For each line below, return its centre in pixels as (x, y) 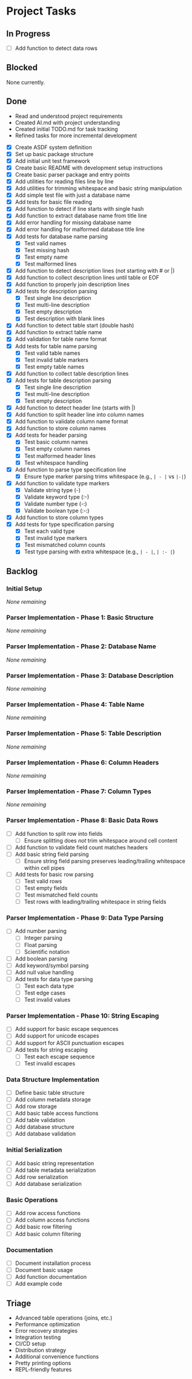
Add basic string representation (55, 1163)
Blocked (22, 68)
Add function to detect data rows (56, 48)
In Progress (28, 34)
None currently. (26, 82)
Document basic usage (44, 1270)
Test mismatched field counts (61, 895)
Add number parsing (41, 931)
